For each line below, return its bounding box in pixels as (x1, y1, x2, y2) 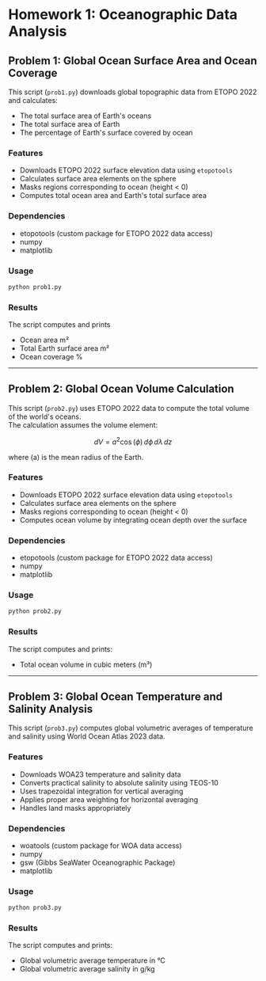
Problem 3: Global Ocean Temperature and (8, 690, 223, 703)
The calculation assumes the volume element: (8, 420, 158, 429)
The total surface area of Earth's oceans (19, 111, 152, 120)
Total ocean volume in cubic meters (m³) (19, 660, 153, 669)
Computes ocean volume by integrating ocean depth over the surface (19, 515, 248, 524)
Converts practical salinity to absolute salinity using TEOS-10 (19, 778, 219, 787)
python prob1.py (8, 283, 62, 291)
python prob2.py (8, 607, 62, 615)
